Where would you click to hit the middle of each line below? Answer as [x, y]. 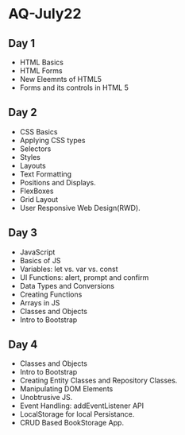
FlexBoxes [37, 191]
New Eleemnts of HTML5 [60, 79]
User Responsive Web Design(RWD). [80, 208]
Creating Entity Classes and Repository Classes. [98, 381]
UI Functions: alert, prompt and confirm [84, 277]
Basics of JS [40, 260]
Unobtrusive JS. [46, 398]
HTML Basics [41, 62]
